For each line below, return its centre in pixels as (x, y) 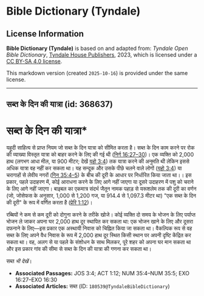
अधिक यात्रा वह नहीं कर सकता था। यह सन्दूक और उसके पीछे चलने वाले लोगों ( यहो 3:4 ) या (94, 168)
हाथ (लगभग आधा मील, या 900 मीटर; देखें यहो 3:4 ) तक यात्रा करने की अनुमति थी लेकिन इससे (98, 161)
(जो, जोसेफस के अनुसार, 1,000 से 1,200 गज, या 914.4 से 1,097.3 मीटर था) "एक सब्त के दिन (101, 196)
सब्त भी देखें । (19, 261)
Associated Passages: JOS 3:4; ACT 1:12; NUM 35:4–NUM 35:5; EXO (102, 273)
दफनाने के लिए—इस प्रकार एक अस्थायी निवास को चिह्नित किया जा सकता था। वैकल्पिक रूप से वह (99, 228)
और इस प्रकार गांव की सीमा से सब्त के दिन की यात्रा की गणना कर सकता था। (79, 249)
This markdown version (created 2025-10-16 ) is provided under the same (97, 73)
